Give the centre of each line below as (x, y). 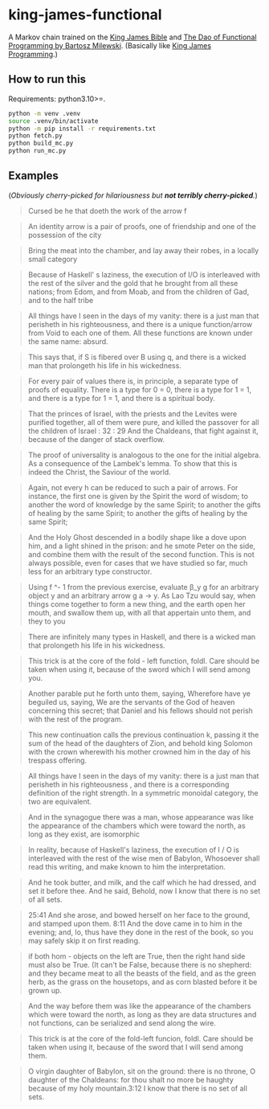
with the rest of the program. (75, 719)
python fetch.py (35, 136)
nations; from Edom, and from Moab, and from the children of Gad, (139, 292)
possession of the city (65, 235)
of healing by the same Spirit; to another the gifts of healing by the (138, 513)
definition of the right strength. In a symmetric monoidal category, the (143, 792)
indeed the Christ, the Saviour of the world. (99, 472)
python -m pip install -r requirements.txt (82, 129)
